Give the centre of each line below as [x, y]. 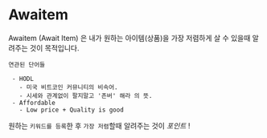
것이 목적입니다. [54, 48]
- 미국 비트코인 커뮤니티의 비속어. [68, 87]
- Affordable [34, 103]
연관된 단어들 [27, 65]
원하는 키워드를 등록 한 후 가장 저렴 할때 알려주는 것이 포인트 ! [99, 125]
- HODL [23, 79]
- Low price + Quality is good [72, 110]
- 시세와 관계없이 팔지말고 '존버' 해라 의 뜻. [86, 95]
